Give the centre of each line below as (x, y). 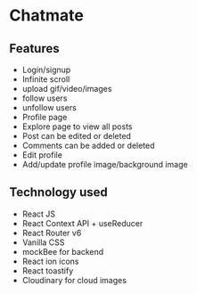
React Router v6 (52, 233)
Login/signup (46, 69)
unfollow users (49, 107)
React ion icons (50, 261)
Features (34, 49)
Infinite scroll (46, 79)
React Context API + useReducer (82, 223)
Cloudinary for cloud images (74, 280)
